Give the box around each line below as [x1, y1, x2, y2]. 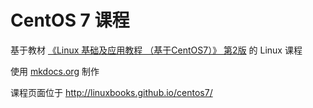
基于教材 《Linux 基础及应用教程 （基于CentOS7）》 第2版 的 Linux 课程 [10, 44, 303, 56]
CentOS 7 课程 [10, 9, 130, 32]
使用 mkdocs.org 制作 [10, 65, 100, 77]
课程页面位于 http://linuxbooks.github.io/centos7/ [10, 86, 213, 98]
